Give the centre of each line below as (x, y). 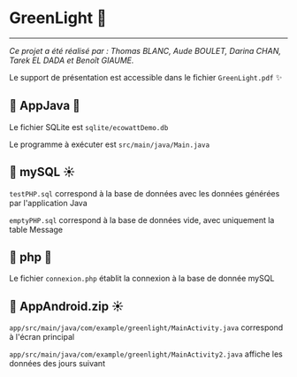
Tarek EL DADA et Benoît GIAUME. (72, 60)
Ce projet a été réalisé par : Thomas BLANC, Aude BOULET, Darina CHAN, (145, 50)
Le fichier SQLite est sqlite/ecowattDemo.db (89, 127)
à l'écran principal (42, 337)
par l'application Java (49, 203)
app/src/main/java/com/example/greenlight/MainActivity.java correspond (146, 327)
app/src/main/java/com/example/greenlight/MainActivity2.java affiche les (146, 354)
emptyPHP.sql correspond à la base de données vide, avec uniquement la (142, 219)
